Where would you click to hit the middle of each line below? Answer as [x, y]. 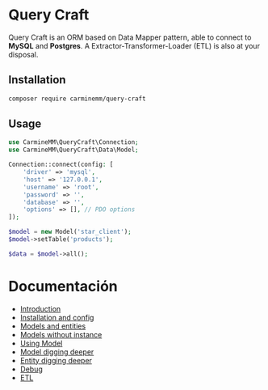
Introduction [40, 308]
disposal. [23, 54]
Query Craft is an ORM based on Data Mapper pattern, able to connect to [130, 37]
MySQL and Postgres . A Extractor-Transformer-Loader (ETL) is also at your [134, 45]
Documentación [63, 286]
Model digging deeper [57, 352]
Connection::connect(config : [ [61, 165]
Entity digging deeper [56, 360]
